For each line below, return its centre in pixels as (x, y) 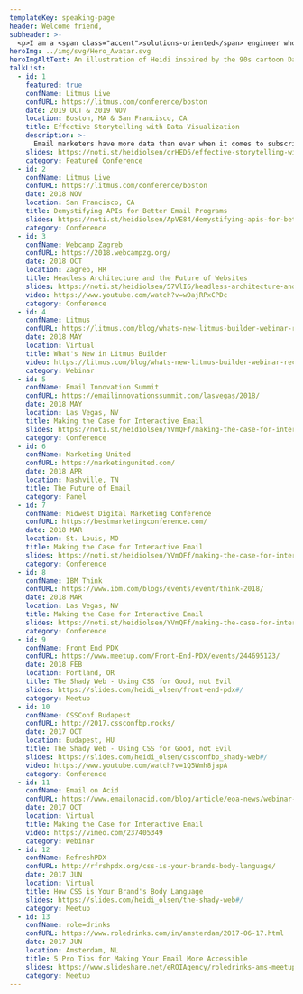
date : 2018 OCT (54, 262)
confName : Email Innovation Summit (92, 388)
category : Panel (56, 497)
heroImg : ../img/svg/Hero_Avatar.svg (80, 52)
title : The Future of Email (78, 488)
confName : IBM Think (64, 581)
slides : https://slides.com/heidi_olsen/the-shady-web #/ (135, 900)
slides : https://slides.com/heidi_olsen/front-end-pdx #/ (135, 689)
